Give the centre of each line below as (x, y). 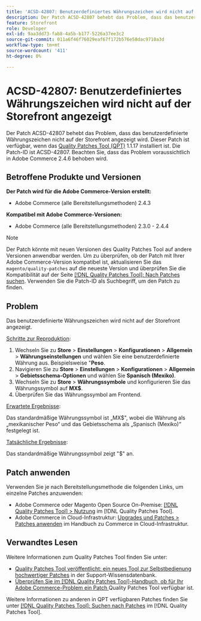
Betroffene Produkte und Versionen (74, 177)
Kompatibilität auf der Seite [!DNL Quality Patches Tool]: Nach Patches (93, 275)
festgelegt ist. (23, 430)
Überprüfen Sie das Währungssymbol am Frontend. (78, 394)
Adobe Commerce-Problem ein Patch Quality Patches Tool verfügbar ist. (104, 588)
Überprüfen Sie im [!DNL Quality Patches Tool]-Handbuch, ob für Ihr (99, 581)
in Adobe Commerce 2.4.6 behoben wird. (57, 158)
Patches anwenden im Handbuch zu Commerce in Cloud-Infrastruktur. (102, 524)
